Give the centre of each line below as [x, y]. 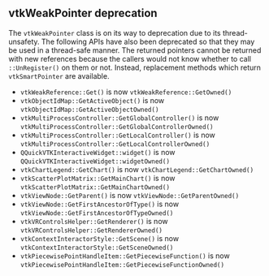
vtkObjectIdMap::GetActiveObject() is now [92, 100]
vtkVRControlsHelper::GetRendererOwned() [91, 231]
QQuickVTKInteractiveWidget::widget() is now [98, 152]
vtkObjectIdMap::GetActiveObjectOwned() [89, 110]
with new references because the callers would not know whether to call [130, 58]
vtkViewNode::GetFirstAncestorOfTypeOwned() [97, 213]
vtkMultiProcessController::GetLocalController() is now [117, 135]
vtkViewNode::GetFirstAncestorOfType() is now [100, 204]
